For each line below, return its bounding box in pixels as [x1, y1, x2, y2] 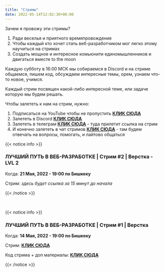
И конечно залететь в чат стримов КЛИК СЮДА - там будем [12, 126, 142, 132]
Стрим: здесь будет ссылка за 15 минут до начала [5, 180, 113, 186]
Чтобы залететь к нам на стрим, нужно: [5, 101, 89, 107]
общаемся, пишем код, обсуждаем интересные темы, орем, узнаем [5, 71, 150, 77]
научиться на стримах [12, 46, 60, 52]
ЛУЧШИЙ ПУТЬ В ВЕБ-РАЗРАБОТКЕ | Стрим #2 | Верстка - [5, 153, 153, 160]
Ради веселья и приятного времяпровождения [12, 35, 112, 41]
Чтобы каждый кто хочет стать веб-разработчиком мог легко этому [12, 40, 157, 46]
